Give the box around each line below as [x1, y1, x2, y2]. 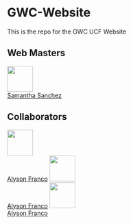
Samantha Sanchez [7, 91, 62, 99]
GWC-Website [7, 5, 91, 21]
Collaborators [7, 111, 67, 123]
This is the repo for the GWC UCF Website [7, 27, 127, 36]
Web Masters [7, 47, 66, 59]
